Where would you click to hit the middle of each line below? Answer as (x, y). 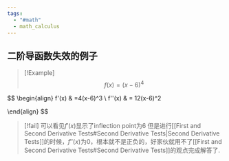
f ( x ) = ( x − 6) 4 (124, 84)
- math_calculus (36, 26)
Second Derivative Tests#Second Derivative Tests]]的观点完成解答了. (122, 150)
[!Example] (39, 73)
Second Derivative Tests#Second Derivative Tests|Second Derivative (122, 133)
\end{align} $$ (28, 111)
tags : (15, 13)
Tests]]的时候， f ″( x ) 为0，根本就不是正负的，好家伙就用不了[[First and (123, 141)
